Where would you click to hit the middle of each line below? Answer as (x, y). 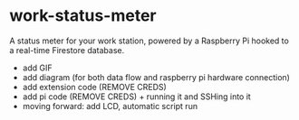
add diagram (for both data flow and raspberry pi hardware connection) (156, 77)
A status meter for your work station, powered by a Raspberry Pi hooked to (149, 41)
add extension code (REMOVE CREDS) (95, 87)
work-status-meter (83, 16)
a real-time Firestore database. (67, 50)
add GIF (37, 68)
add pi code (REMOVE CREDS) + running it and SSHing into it (136, 97)
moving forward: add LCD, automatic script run (110, 106)
